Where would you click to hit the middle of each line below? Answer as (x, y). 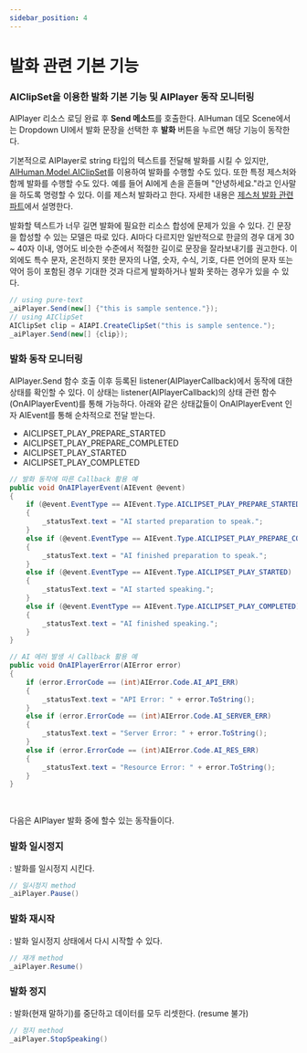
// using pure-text (47, 300)
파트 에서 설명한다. (42, 206)
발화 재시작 (32, 919)
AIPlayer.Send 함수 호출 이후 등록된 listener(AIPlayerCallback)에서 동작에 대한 (151, 381)
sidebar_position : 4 (49, 18)
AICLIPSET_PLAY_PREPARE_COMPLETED (101, 443)
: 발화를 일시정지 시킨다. (52, 868)
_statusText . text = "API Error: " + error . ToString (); (149, 700)
